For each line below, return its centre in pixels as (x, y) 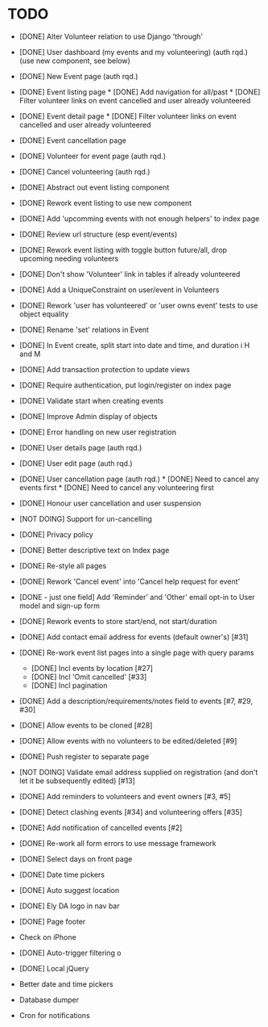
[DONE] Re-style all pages (63, 565)
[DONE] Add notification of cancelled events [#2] (101, 828)
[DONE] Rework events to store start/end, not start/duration (118, 621)
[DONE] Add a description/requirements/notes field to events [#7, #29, (136, 701)
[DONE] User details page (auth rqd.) (80, 447)
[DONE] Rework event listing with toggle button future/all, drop (123, 249)
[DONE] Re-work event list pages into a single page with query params (136, 652)
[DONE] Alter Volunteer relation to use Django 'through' (111, 36)
